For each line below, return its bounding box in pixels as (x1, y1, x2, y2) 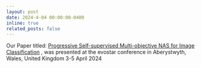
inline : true (6, 20, 39, 26)
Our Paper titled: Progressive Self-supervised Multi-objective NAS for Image (6, 42, 195, 49)
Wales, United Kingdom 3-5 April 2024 (6, 55, 102, 62)
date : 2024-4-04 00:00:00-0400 (6, 14, 85, 20)
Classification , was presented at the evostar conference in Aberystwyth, (6, 49, 187, 56)
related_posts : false (6, 25, 61, 32)
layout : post (6, 8, 39, 15)
